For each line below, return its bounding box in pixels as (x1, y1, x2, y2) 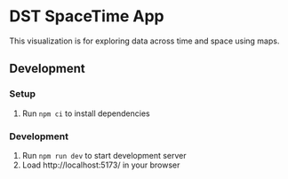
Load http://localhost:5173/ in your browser (21, 160, 180, 170)
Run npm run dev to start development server (21, 150, 187, 160)
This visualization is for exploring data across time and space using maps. (9, 35, 280, 46)
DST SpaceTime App (9, 6, 164, 27)
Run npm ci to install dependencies (21, 108, 150, 119)
